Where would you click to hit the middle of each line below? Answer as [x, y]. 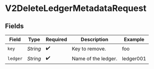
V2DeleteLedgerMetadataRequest [76, 8]
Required [56, 40]
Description [94, 40]
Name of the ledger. [94, 58]
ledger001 [134, 58]
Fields [15, 26]
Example [134, 40]
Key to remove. [89, 48]
